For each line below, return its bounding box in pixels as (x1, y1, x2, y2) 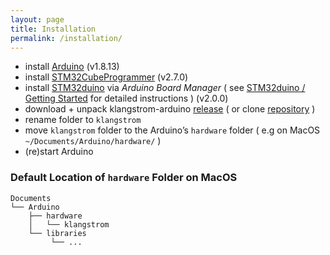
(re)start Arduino (24, 146, 94, 158)
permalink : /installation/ (10, 33, 123, 43)
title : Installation (10, 24, 97, 34)
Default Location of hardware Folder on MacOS (10, 171, 238, 185)
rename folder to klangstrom (24, 114, 142, 126)
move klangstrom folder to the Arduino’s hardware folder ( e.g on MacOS (24, 124, 321, 136)
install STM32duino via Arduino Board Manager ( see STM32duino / (24, 82, 306, 94)
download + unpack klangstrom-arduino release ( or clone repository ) (24, 103, 316, 115)
